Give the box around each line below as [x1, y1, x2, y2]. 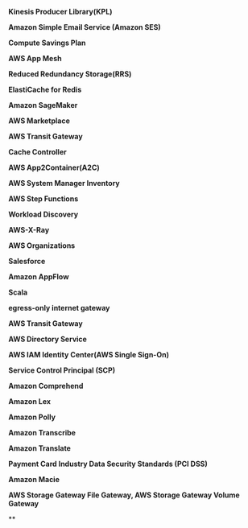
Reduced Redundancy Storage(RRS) [8, 69, 132, 79]
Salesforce [8, 257, 46, 266]
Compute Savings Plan [8, 38, 86, 47]
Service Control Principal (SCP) [8, 365, 116, 375]
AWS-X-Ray [8, 225, 50, 234]
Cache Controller [8, 147, 67, 156]
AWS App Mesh [8, 54, 62, 63]
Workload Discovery [8, 209, 79, 219]
